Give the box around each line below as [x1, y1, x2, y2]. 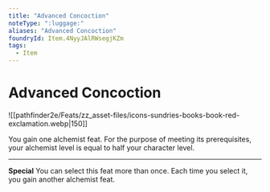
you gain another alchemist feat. [8, 174, 115, 184]
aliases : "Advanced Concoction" [8, 27, 117, 35]
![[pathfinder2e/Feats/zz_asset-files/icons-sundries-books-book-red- [8, 110, 240, 120]
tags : [8, 42, 27, 50]
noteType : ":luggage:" [8, 19, 84, 27]
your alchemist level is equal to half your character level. [8, 142, 195, 153]
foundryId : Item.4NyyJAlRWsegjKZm [8, 34, 125, 43]
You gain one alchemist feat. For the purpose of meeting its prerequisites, [8, 134, 252, 144]
